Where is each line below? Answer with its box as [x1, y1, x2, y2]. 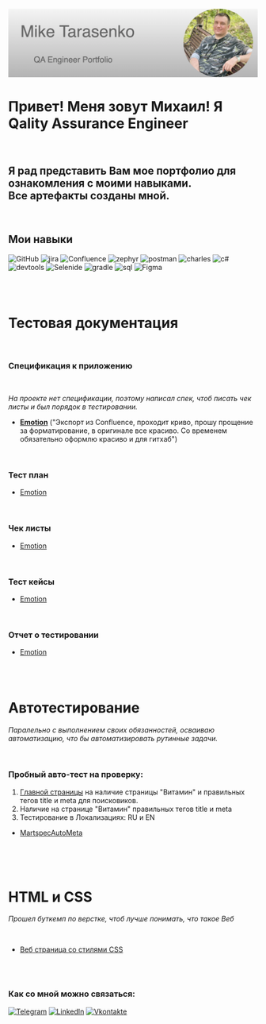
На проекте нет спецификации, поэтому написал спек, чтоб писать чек [8, 394, 252, 404]
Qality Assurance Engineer [8, 114, 188, 133]
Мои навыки [8, 233, 74, 246]
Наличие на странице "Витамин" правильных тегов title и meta [19, 804, 232, 813]
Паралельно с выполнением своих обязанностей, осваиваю [8, 725, 215, 735]
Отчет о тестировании [8, 629, 99, 640]
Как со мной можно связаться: [8, 988, 136, 999]
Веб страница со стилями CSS [19, 945, 123, 954]
